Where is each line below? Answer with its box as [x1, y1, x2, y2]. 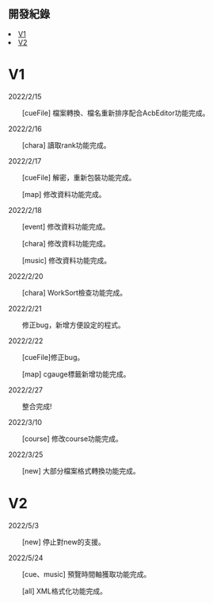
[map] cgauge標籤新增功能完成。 [22, 369, 131, 379]
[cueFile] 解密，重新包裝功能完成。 [22, 172, 136, 182]
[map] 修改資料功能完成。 [22, 189, 106, 199]
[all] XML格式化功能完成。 [22, 586, 107, 596]
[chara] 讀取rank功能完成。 [22, 140, 111, 149]
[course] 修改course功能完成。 [22, 434, 123, 443]
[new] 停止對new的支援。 [22, 537, 105, 547]
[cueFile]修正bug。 [22, 352, 85, 361]
